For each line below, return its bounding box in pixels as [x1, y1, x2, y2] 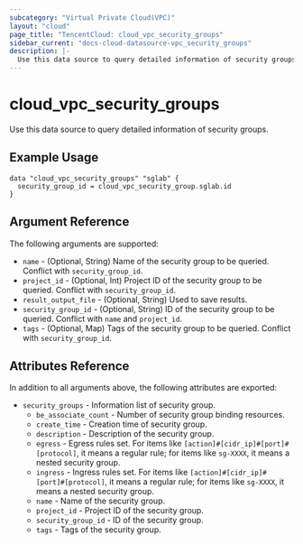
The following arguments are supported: [9, 238, 160, 249]
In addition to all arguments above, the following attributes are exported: [9, 383, 278, 393]
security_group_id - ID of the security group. [35, 515, 205, 526]
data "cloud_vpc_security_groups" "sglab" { [9, 173, 179, 183]
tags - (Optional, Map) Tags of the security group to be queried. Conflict [22, 322, 291, 334]
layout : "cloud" [9, 22, 70, 31]
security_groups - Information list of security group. [22, 400, 216, 410]
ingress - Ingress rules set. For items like [35, 466, 188, 478]
